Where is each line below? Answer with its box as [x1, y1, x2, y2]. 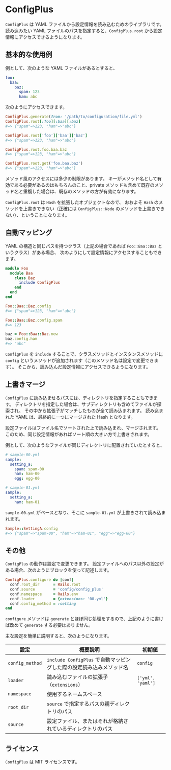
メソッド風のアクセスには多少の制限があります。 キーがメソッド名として [5, 175, 158, 182]
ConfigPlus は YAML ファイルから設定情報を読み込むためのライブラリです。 [5, 21, 164, 27]
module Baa [10, 270, 33, 276]
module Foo [5, 266, 28, 271]
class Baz [14, 275, 36, 281]
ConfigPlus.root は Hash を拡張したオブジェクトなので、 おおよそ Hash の [5, 199, 159, 205]
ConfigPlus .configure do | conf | [5, 577, 74, 582]
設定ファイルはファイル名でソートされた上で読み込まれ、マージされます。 [5, 424, 161, 431]
